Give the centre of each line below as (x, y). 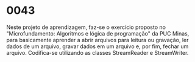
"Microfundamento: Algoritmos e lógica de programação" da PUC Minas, (98, 33)
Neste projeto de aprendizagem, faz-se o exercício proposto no (86, 27)
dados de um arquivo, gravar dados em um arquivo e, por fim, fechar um (97, 46)
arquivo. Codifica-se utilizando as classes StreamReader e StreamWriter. (97, 52)
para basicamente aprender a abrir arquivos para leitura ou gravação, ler (97, 40)
